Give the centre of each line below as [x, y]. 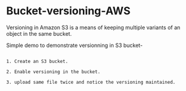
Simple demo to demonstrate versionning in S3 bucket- [74, 45]
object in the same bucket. [39, 33]
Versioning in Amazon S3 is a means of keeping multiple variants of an [93, 27]
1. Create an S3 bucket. [37, 61]
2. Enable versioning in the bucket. [53, 72]
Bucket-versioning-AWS [68, 11]
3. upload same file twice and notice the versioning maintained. [91, 82]
